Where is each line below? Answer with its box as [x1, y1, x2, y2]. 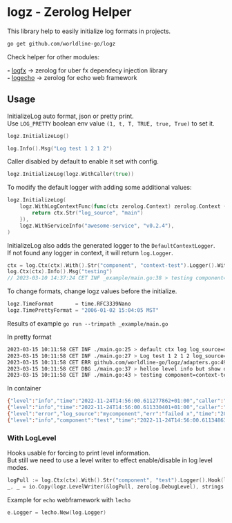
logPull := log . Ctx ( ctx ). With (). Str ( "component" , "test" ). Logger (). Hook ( [7, 477, 224, 484]
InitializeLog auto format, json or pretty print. [7, 112, 135, 120]
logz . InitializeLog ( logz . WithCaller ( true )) [7, 170, 135, 178]
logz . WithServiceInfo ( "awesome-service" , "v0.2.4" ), [19, 222, 175, 229]
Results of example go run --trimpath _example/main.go [7, 319, 168, 328]
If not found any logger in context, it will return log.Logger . [7, 248, 174, 257]
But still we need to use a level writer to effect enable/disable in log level [7, 456, 213, 464]
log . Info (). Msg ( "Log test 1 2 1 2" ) [7, 145, 113, 152]
